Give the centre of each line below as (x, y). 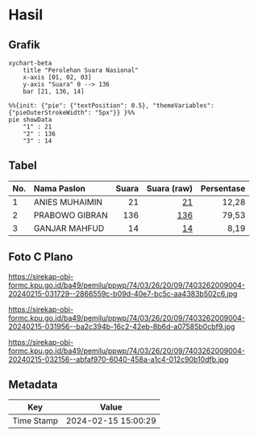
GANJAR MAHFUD (69, 228)
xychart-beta (30, 63)
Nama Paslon (60, 188)
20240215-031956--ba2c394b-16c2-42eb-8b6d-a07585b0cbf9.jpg (122, 326)
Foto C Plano (41, 257)
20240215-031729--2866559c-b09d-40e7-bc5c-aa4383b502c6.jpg (123, 293)
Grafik (24, 45)
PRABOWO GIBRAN (71, 215)
